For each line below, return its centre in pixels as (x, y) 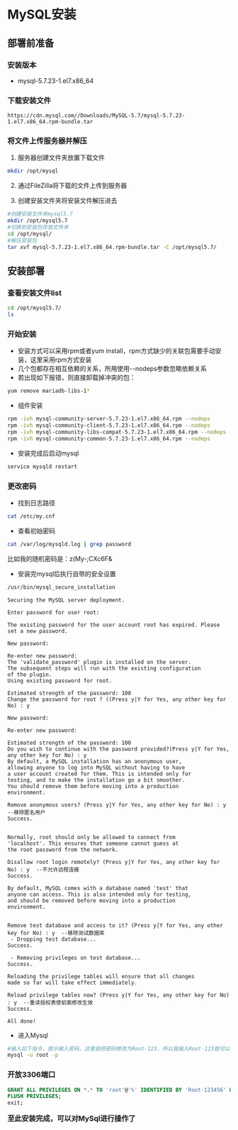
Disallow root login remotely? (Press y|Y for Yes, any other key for (114, 862)
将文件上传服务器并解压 (47, 141)
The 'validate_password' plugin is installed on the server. (100, 662)
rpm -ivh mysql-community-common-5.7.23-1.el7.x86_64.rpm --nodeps (109, 438)
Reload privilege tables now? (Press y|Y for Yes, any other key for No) (119, 995)
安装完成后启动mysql (48, 453)
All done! (22, 1021)
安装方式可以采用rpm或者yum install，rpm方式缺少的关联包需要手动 (117, 351)
